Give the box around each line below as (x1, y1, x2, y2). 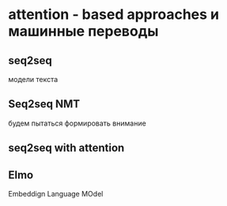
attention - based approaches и (8, 6, 220, 24)
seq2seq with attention (8, 141, 125, 155)
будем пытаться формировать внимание (8, 118, 146, 128)
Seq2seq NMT (8, 97, 81, 111)
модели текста (8, 75, 59, 84)
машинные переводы (8, 22, 159, 40)
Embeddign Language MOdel (8, 189, 104, 199)
